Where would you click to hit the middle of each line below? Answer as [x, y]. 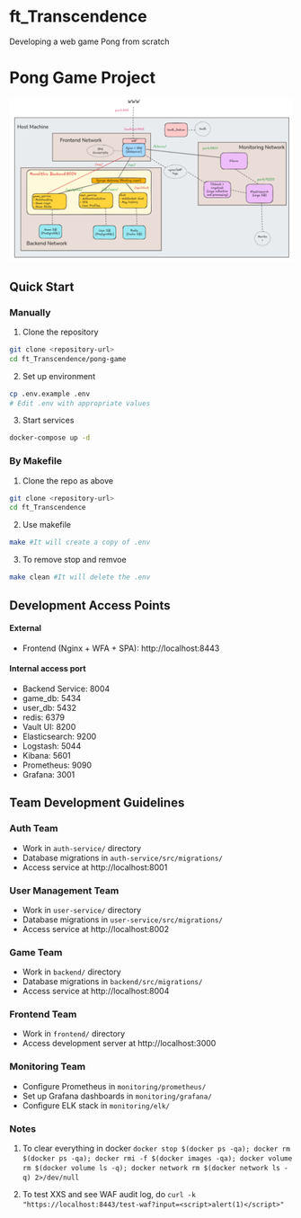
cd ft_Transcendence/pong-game [68, 359]
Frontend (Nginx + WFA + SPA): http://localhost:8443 [121, 648]
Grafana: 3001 [49, 774]
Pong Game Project [82, 78]
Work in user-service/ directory [82, 910]
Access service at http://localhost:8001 [95, 867]
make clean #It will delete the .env [80, 577]
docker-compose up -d [50, 438]
